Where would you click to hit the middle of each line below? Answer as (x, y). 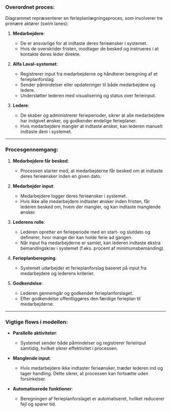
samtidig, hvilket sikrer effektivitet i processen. (69, 348)
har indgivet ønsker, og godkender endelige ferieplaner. (78, 121)
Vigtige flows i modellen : (37, 322)
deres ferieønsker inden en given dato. (61, 176)
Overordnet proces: (30, 7)
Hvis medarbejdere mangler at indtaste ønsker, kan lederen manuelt (91, 126)
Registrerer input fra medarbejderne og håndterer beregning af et (89, 74)
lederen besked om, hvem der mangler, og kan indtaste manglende (91, 207)
